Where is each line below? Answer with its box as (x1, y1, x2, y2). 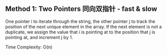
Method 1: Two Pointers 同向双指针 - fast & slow (5, 4, 157, 13)
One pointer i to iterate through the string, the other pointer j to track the (5, 18, 155, 24)
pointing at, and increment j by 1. (5, 34, 73, 40)
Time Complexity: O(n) (5, 44, 53, 50)
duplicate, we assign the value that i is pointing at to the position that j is (5, 29, 155, 35)
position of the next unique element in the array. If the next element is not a (5, 23, 162, 29)
